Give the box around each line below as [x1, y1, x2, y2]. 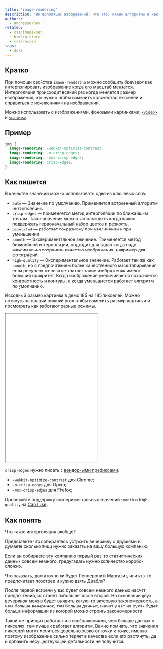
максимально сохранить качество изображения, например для [12, 247, 145, 253]
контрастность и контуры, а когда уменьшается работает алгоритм [12, 278, 154, 284]
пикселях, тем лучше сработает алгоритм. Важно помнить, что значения [5, 623, 158, 628]
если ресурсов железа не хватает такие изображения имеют [12, 268, 141, 273]
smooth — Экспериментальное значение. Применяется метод [12, 236, 141, 242]
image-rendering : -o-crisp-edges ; [9, 150, 80, 155]
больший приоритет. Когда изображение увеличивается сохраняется [12, 273, 158, 279]
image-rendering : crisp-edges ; [9, 160, 73, 165]
